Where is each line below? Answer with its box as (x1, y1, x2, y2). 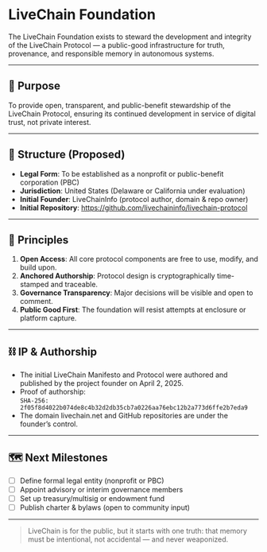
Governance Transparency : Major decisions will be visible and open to (19, 288, 253, 297)
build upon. (19, 262, 57, 272)
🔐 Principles (8, 233, 69, 247)
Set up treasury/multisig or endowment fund (19, 494, 165, 503)
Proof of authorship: (19, 387, 86, 397)
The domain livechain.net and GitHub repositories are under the (19, 411, 229, 421)
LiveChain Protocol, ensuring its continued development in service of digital (8, 109, 256, 119)
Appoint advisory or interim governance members (19, 485, 184, 495)
